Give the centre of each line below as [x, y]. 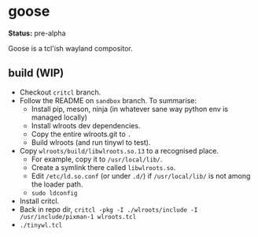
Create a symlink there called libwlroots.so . [103, 167]
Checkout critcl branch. [60, 92]
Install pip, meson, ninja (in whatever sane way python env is [130, 109]
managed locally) [59, 117]
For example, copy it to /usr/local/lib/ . [97, 159]
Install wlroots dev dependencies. [86, 125]
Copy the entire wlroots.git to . [81, 134]
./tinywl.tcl [41, 225]
